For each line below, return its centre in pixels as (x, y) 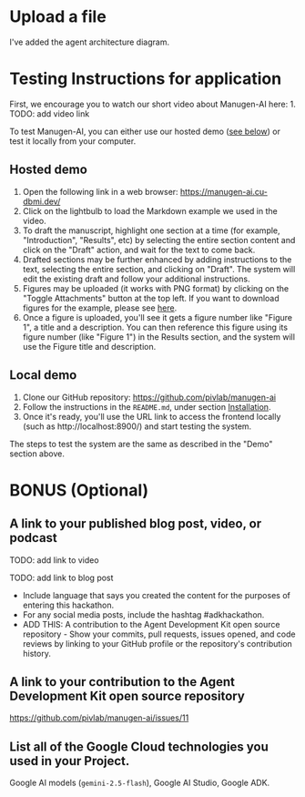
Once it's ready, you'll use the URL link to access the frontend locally (152, 416)
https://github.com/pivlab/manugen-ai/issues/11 (99, 718)
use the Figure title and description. (89, 346)
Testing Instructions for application (146, 79)
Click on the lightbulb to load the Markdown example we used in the (150, 210)
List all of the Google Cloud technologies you (139, 746)
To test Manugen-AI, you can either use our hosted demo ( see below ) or (145, 131)
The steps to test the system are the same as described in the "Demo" (141, 444)
